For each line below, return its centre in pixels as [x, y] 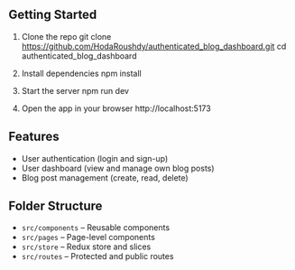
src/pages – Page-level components [88, 237]
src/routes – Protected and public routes [97, 256]
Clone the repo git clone [66, 36]
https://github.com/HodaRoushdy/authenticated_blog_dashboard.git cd [154, 46]
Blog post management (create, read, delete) [105, 177]
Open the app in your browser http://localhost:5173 [116, 108]
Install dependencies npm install [81, 73]
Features [34, 137]
